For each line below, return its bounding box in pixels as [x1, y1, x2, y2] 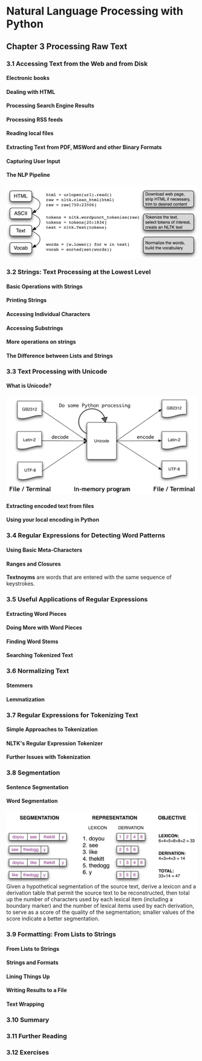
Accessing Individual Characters [6, 310, 91, 317]
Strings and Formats [6, 959, 59, 967]
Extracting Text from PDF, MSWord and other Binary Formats [6, 144, 162, 151]
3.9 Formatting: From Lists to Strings [6, 930, 116, 938]
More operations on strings [6, 338, 76, 346]
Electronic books [6, 74, 50, 82]
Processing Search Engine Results [6, 102, 95, 110]
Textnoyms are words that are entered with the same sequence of [6, 573, 172, 581]
